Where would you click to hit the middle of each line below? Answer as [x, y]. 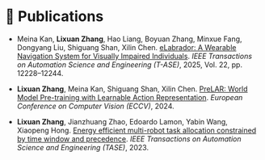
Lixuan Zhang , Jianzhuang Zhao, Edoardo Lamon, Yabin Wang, [122, 121]
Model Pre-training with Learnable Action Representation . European [130, 97]
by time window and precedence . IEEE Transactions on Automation [129, 139]
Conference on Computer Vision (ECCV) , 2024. [95, 106]
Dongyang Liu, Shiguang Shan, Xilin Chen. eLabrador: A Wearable [126, 47]
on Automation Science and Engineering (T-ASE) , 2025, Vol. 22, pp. [130, 65]
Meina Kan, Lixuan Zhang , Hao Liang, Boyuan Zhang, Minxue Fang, [129, 39]
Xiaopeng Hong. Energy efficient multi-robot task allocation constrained [137, 130]
